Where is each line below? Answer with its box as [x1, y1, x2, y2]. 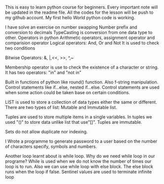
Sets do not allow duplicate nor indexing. [5, 129, 88, 135]
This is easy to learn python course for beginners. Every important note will [5, 4, 158, 10]
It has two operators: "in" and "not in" [5, 70, 82, 75]
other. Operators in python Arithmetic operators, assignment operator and [5, 35, 155, 40]
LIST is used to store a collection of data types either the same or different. [5, 99, 158, 105]
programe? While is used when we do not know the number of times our [5, 158, 152, 164]
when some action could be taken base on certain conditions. [5, 90, 131, 95]
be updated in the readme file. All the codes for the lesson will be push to [5, 9, 154, 15]
